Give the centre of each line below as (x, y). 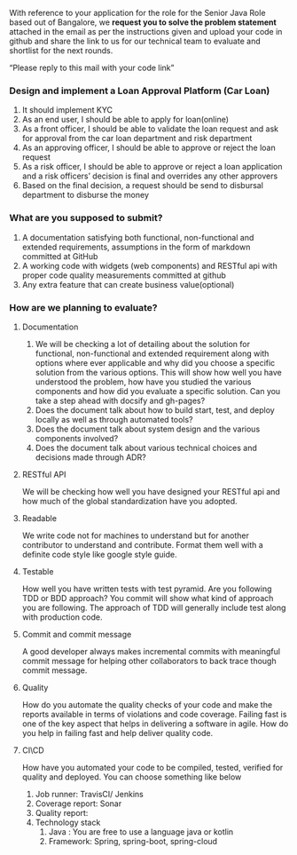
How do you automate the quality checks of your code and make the (147, 704)
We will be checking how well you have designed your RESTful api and (151, 491)
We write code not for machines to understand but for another (136, 535)
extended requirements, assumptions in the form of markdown (136, 247)
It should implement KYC (67, 110)
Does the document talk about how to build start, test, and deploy (155, 410)
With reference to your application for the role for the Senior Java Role (137, 13)
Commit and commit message (77, 634)
